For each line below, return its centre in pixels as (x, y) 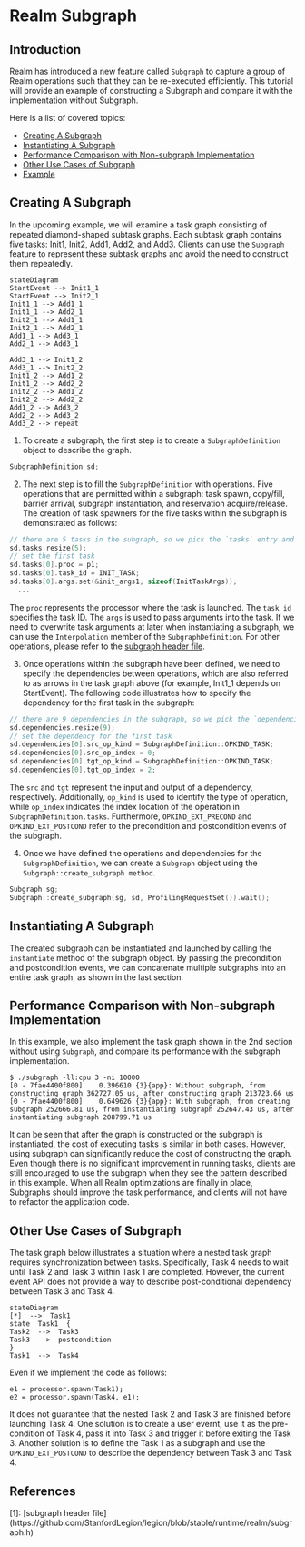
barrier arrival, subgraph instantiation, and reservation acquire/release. (155, 503)
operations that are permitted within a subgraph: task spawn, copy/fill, (154, 493)
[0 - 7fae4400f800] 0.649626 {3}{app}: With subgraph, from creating (150, 1102)
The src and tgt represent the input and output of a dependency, (131, 787)
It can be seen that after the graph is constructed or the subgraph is (136, 1135)
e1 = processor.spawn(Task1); (67, 1390)
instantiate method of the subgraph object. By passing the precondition (146, 957)
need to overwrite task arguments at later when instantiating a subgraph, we (152, 627)
